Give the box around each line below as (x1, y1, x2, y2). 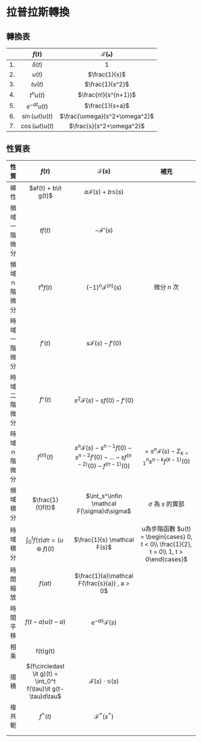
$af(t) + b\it (29, 184, 62, 193)
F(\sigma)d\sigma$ (76, 507, 131, 516)
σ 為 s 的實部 (148, 500, 185, 508)
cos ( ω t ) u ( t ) (20, 122, 54, 130)
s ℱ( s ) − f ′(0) (86, 339, 122, 348)
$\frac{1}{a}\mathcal (74, 572, 133, 580)
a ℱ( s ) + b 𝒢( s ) (84, 188, 124, 196)
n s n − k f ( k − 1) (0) (145, 456, 191, 466)
